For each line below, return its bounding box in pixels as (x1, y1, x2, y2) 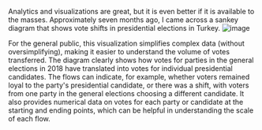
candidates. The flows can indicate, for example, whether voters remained (8, 72, 250, 81)
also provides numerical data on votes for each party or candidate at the (8, 98, 244, 106)
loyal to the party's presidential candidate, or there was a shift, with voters (8, 80, 249, 90)
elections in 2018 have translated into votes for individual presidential (8, 64, 233, 73)
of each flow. (8, 114, 51, 123)
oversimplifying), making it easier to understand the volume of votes (8, 47, 230, 56)
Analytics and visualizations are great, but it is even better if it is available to (8, 7, 255, 16)
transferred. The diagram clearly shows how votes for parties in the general (8, 55, 254, 65)
